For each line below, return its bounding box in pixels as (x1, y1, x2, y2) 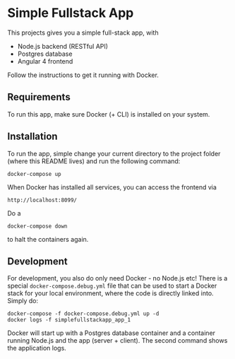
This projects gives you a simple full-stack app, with (7, 28, 159, 37)
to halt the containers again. (7, 235, 89, 243)
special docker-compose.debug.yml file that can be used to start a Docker (7, 281, 217, 290)
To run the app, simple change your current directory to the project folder (7, 149, 221, 158)
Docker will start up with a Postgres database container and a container (7, 329, 216, 337)
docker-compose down (7, 223, 68, 230)
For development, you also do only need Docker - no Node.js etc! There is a (7, 274, 228, 283)
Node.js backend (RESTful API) (17, 42, 108, 50)
